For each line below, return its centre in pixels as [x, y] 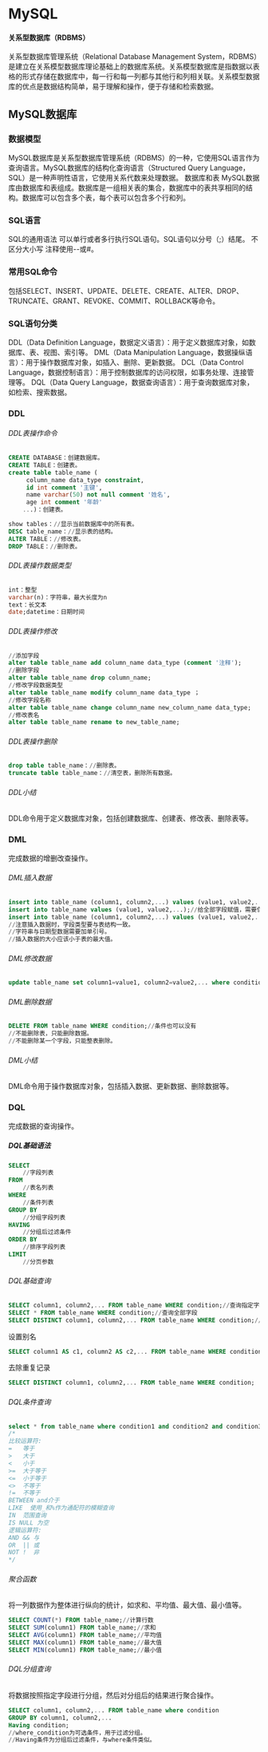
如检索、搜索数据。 [40, 392]
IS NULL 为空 [29, 1523]
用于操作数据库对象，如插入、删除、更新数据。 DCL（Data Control [134, 362]
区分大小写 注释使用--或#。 [53, 249]
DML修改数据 [30, 958]
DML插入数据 [30, 878]
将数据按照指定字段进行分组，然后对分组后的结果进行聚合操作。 [113, 1695]
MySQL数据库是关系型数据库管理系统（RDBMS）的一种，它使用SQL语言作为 [134, 158]
